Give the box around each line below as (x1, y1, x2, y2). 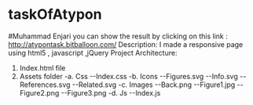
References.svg (19, 80, 71, 89)
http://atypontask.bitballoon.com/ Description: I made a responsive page (8, 39, 244, 49)
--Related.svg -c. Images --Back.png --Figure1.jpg (71, 80, 236, 89)
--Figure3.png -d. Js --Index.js (60, 88, 161, 97)
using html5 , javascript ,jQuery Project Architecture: (8, 48, 178, 57)
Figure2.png (19, 88, 60, 97)
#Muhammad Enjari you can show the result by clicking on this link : (8, 31, 228, 41)
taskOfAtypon (8, 5, 102, 24)
